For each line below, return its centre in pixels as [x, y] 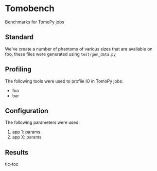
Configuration [27, 111]
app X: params [27, 137]
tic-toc [12, 164]
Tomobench [30, 9]
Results [17, 152]
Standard [19, 37]
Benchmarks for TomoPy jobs [35, 22]
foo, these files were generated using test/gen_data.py [60, 54]
